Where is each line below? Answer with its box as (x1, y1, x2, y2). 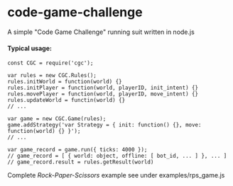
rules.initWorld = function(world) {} (7, 79, 122, 86)
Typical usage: (7, 44, 52, 52)
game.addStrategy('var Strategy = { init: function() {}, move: (7, 122, 202, 129)
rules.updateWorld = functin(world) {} (7, 97, 126, 104)
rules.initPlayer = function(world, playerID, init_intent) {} (7, 84, 199, 92)
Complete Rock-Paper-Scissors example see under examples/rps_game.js (7, 171, 225, 180)
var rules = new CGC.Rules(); (7, 72, 97, 79)
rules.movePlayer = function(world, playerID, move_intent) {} (7, 91, 199, 98)
